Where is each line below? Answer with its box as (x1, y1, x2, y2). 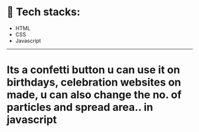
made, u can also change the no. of (6, 88, 182, 101)
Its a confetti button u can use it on (6, 63, 181, 77)
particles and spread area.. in (6, 101, 154, 114)
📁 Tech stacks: (6, 5, 80, 19)
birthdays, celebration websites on (6, 76, 182, 89)
